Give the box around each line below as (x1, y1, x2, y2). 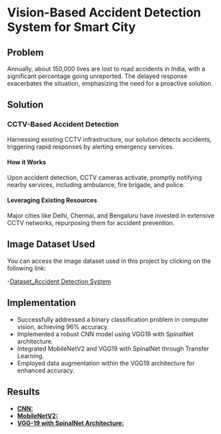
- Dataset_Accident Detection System (7, 277, 112, 285)
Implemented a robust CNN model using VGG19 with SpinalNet (16, 330, 194, 338)
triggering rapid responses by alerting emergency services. (7, 142, 174, 151)
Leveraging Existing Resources (7, 196, 97, 205)
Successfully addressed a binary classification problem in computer (16, 315, 209, 323)
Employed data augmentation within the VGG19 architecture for (16, 359, 195, 367)
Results (7, 386, 40, 398)
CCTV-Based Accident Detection (7, 120, 119, 129)
